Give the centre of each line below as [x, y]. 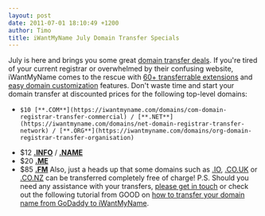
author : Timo [30, 30]
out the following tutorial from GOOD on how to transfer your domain [132, 195]
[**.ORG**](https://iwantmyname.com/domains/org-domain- [156, 131]
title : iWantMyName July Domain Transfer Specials [94, 38]
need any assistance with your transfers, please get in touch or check [134, 187]
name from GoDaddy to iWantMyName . [84, 203]
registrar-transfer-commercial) [73, 117]
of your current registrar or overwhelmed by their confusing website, [121, 69]
